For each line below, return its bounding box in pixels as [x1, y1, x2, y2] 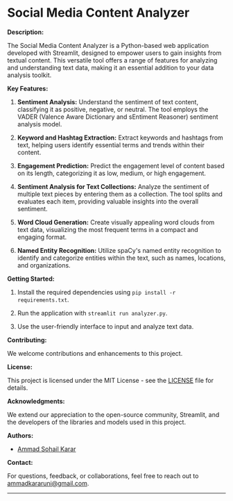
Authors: [7, 431, 33, 439]
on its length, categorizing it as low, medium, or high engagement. [17, 169, 207, 177]
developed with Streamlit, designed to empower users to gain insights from [7, 49, 222, 57]
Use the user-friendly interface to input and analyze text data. [17, 322, 194, 331]
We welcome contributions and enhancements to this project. [7, 349, 183, 357]
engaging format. [17, 233, 67, 241]
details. [7, 384, 28, 392]
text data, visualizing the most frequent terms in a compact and [17, 225, 199, 233]
